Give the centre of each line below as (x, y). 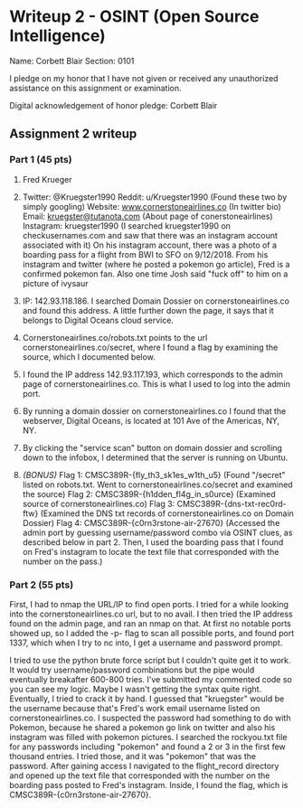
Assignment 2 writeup (73, 134)
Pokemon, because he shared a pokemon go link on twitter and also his (142, 727)
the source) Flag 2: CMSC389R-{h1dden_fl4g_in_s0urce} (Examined (149, 493)
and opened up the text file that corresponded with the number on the (140, 775)
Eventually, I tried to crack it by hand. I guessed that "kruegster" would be (147, 699)
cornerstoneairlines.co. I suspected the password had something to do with (150, 718)
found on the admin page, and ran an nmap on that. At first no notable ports (150, 623)
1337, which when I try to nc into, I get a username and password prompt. (146, 643)
